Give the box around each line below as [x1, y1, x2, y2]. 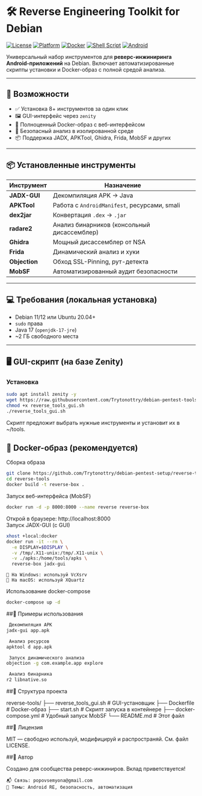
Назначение [104, 181, 141, 190]
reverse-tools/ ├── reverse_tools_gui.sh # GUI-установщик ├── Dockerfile [6, 699, 195, 706]
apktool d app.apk [6, 644, 52, 650]
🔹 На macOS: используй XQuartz [6, 577, 85, 584]
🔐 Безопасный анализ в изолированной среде [14, 127, 134, 134]
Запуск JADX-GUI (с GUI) [6, 521, 70, 528]
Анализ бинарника [8, 671, 52, 677]
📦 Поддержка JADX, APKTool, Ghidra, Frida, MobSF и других [14, 134, 171, 141]
